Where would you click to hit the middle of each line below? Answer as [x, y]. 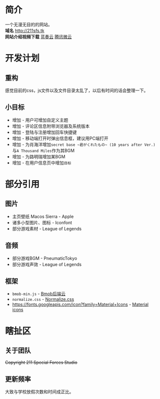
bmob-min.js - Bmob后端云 [39, 294]
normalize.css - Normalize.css [43, 299]
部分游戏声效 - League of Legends [47, 264]
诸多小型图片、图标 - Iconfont [42, 222]
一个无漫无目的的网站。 [29, 24]
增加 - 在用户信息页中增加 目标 [42, 163]
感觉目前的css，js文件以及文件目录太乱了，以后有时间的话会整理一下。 [77, 90]
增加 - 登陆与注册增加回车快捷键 [45, 132]
